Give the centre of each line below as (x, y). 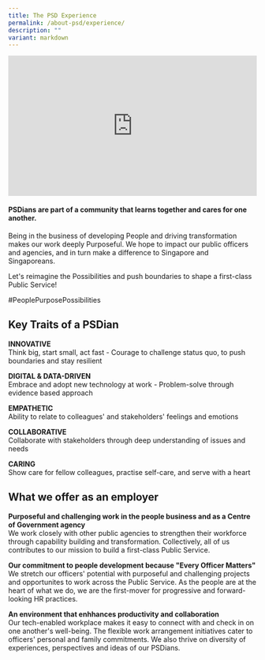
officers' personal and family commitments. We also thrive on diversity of (127, 639)
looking (21, 598)
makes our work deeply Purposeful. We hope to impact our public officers (128, 244)
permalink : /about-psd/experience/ (67, 23)
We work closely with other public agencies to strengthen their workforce (127, 533)
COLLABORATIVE (37, 432)
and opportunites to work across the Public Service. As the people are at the (132, 582)
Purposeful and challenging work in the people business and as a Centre (129, 516)
